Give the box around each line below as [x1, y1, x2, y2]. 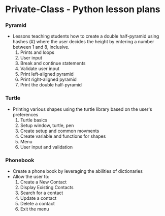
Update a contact [20, 195, 57, 201]
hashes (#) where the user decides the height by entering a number [12, 39, 154, 45]
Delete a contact [20, 201, 55, 207]
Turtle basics [20, 117, 48, 123]
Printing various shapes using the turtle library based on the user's [12, 106, 152, 112]
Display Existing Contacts [20, 184, 74, 191]
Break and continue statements [20, 60, 86, 67]
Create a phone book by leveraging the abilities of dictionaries [12, 168, 143, 174]
